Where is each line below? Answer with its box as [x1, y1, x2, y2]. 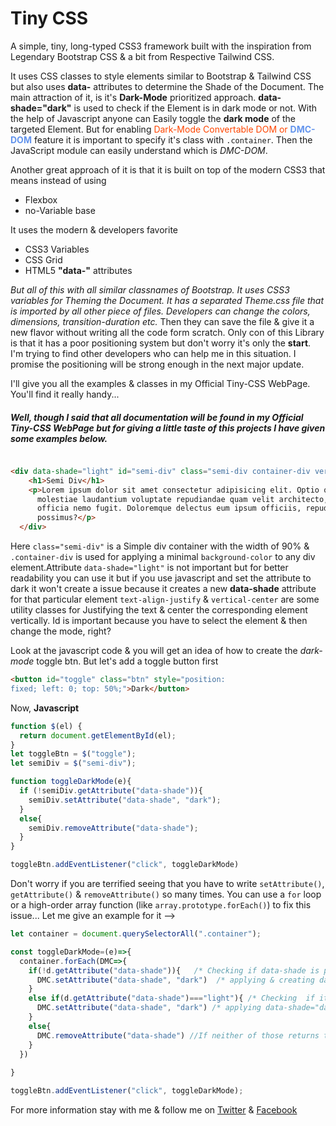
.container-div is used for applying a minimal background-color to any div [10, 551, 316, 563]
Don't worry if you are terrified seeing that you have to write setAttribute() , [10, 878, 325, 890]
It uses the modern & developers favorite [10, 223, 178, 236]
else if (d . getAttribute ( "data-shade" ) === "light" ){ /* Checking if [28, 993, 315, 1004]
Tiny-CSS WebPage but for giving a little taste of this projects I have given [10, 422, 326, 434]
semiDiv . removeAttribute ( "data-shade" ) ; [28, 823, 199, 833]
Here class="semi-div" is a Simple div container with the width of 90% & [10, 540, 310, 552]
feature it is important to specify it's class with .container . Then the [33, 133, 313, 146]
